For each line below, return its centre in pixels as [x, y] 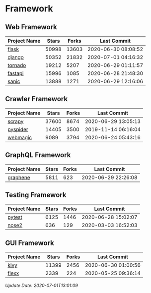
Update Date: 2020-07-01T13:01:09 [41, 286]
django [16, 57]
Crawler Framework [37, 99]
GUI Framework [30, 243]
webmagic [20, 137]
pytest [15, 217]
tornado [17, 65]
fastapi [16, 73]
